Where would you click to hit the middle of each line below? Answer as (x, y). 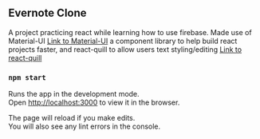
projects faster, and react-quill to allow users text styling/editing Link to (125, 49)
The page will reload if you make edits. (72, 118)
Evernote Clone (47, 13)
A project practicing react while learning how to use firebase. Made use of (130, 32)
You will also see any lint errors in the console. (85, 126)
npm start (27, 77)
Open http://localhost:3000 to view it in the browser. (94, 102)
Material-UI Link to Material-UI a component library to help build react (123, 41)
